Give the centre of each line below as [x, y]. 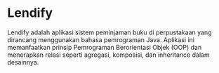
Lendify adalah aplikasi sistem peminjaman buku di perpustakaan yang [109, 32]
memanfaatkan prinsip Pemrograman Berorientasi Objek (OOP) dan [105, 47]
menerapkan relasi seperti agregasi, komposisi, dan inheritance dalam [108, 55]
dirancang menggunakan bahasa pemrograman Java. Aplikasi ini [101, 39]
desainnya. [23, 62]
